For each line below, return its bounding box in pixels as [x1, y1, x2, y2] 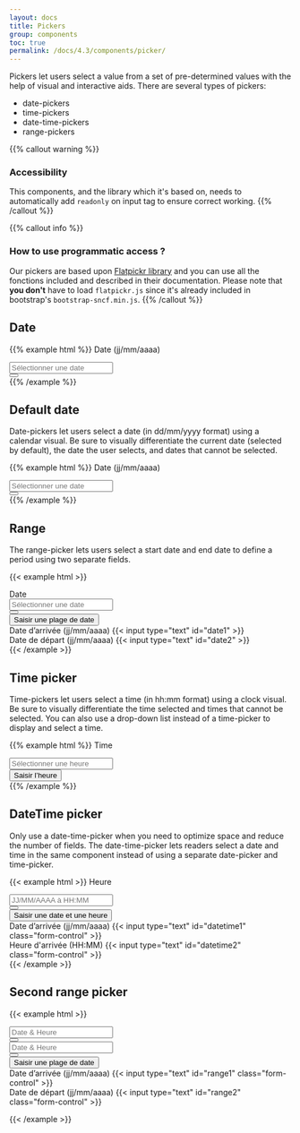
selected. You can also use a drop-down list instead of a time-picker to [9, 713, 270, 724]
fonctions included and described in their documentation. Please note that [9, 275, 283, 286]
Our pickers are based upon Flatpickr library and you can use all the [9, 265, 260, 276]
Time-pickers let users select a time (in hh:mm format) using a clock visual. [9, 693, 287, 704]
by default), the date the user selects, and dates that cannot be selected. [9, 445, 278, 456]
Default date [9, 402, 80, 417]
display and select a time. [9, 722, 104, 733]
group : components [9, 30, 78, 39]
